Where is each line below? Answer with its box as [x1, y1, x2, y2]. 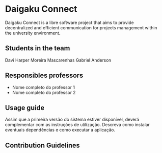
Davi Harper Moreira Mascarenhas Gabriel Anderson [5, 57, 111, 63]
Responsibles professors [5, 71, 83, 80]
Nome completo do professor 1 [12, 84, 75, 90]
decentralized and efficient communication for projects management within [5, 24, 157, 30]
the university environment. [5, 30, 60, 36]
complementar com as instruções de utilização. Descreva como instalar [5, 122, 150, 128]
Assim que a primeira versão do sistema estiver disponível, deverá [5, 116, 139, 123]
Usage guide [5, 104, 45, 112]
